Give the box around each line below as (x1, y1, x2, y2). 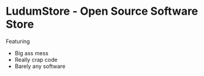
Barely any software (14, 63, 66, 70)
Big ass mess (14, 49, 49, 56)
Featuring (6, 37, 30, 45)
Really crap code (14, 56, 58, 63)
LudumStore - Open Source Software (6, 4, 198, 18)
